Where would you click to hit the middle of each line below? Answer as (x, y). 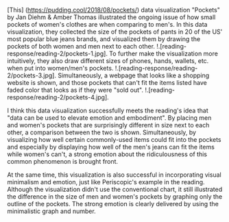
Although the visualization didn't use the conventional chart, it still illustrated (115, 189)
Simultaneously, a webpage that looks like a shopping (134, 75)
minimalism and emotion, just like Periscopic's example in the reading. (106, 182)
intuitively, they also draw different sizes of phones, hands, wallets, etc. (108, 61)
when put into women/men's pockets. (60, 68)
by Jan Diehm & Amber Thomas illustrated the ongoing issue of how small (111, 17)
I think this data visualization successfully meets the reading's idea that (108, 110)
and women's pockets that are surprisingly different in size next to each (108, 125)
